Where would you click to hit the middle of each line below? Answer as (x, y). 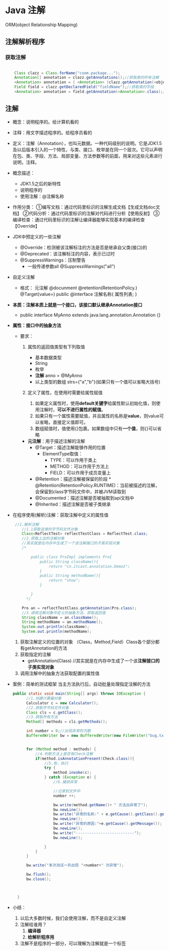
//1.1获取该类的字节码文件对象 (50, 529)
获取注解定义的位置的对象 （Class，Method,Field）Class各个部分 (88, 642)
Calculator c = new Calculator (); (62, 703)
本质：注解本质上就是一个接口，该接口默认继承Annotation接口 (77, 305)
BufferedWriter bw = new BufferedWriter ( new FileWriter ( (87, 736)
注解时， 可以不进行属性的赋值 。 (73, 409)
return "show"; (64, 580)
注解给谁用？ (33, 924)
